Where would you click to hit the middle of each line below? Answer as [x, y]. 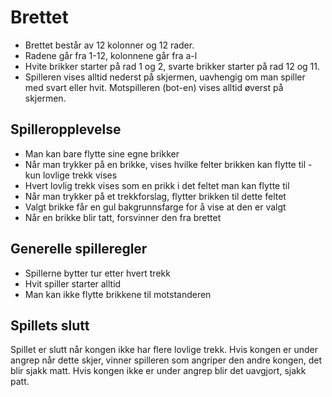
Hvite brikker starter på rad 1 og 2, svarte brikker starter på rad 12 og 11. [172, 66]
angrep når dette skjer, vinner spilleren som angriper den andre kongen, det [166, 360]
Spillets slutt [50, 325]
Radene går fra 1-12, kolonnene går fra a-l [111, 55]
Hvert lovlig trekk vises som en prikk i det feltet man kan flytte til [157, 185]
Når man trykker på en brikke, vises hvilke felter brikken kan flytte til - [168, 164]
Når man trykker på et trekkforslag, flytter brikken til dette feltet [155, 196]
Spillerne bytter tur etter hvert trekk [97, 273]
